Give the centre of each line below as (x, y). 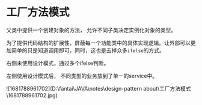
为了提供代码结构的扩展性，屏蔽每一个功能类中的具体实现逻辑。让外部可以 (98, 43)
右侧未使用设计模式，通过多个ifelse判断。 (58, 63)
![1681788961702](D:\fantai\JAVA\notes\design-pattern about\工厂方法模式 (99, 88)
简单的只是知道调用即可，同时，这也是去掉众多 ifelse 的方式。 (88, 50)
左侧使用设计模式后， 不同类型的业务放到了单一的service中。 (82, 76)
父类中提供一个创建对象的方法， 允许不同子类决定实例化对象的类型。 (91, 30)
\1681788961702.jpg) (32, 95)
